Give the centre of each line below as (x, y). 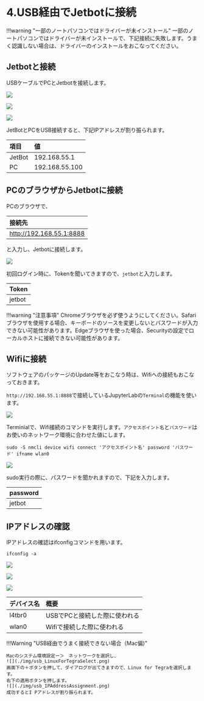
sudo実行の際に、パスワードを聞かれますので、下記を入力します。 (90, 478)
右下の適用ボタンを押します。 (38, 681)
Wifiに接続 (26, 359)
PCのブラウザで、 (29, 206)
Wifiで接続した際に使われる (85, 627)
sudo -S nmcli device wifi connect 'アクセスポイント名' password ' (91, 448)
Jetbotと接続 (31, 67)
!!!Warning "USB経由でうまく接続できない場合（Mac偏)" (77, 643)
